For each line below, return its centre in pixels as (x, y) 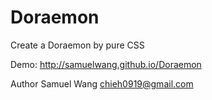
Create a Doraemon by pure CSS (77, 45)
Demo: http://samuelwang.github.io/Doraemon (106, 64)
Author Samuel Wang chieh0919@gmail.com (102, 83)
